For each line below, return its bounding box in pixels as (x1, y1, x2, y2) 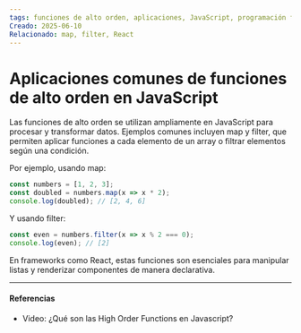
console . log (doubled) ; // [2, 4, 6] (9, 197, 146, 206)
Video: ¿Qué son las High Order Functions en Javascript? (21, 312, 234, 323)
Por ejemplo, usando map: (9, 163, 107, 174)
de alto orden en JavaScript (9, 87, 219, 107)
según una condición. (9, 145, 90, 157)
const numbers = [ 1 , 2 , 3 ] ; (9, 180, 115, 189)
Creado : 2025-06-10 (9, 21, 82, 30)
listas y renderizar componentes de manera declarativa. (9, 264, 215, 275)
